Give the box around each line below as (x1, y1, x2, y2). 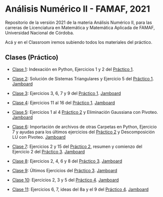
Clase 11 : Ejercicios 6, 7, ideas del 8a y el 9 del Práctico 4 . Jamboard (12, 186, 149, 192)
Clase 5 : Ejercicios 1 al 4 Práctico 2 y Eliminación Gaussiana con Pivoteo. (12, 109, 158, 115)
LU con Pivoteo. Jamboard (12, 134, 66, 140)
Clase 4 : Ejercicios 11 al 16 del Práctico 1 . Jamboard (12, 100, 115, 106)
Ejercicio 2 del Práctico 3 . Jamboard (12, 148, 85, 154)
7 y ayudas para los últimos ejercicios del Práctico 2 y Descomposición (12, 129, 155, 135)
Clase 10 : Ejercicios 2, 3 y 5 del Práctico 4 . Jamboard (12, 177, 119, 183)
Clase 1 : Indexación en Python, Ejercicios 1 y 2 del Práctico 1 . (12, 66, 134, 72)
